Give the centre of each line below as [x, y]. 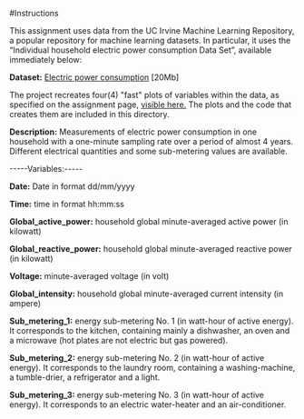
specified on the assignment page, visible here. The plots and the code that [151, 105]
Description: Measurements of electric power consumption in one [133, 132]
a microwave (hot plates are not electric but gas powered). [119, 340]
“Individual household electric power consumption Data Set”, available [141, 50]
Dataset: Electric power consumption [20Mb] [94, 77]
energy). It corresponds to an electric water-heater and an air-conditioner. [148, 404]
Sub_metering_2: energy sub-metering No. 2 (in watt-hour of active [137, 358]
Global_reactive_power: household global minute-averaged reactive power [151, 249]
